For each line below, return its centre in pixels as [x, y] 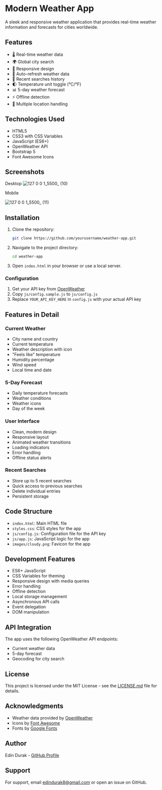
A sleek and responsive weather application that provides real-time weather [81, 22]
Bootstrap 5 [24, 152]
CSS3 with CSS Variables [37, 136]
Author [16, 744]
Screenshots [25, 172]
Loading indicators [31, 447]
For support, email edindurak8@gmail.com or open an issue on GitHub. [76, 782]
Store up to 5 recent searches [42, 481]
